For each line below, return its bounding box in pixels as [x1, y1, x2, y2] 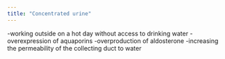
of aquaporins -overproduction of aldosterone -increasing [52, 36, 219, 45]
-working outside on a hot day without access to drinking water [7, 29, 189, 37]
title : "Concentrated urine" [7, 10, 92, 17]
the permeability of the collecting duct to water [7, 44, 142, 52]
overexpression [7, 36, 52, 45]
